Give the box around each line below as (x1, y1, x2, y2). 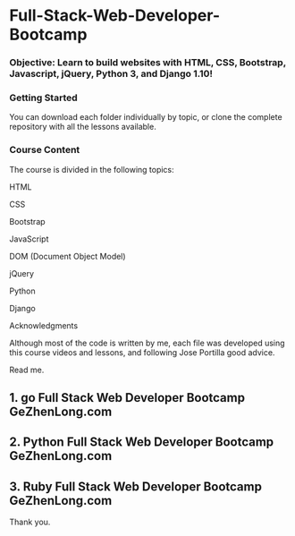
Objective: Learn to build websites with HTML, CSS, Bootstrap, (9, 56, 286, 69)
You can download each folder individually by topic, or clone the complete (9, 112, 283, 123)
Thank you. (9, 516, 51, 528)
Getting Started (9, 91, 78, 104)
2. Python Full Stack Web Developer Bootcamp (9, 435, 274, 450)
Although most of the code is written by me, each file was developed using (9, 337, 285, 348)
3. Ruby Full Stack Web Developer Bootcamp (9, 479, 262, 494)
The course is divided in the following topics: (9, 164, 174, 174)
